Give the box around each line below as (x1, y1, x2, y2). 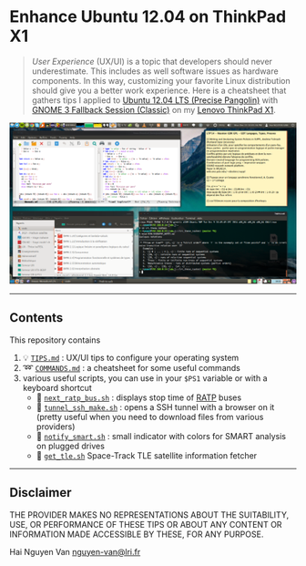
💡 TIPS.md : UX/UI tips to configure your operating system (22, 352, 240, 363)
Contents (9, 310, 64, 325)
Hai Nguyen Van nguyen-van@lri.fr (9, 546, 141, 557)
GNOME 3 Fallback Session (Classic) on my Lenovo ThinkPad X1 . (31, 104, 276, 115)
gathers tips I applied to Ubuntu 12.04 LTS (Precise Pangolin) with (31, 94, 279, 106)
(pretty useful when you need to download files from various (36, 411, 264, 422)
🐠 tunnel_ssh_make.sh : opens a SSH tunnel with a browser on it (36, 401, 275, 412)
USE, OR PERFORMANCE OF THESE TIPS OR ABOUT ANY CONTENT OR (9, 519, 282, 530)
